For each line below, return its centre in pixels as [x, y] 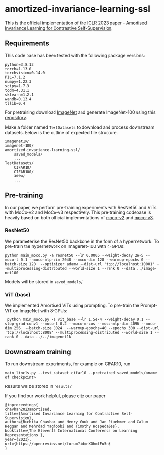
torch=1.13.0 [18, 69]
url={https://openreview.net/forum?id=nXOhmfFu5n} [58, 444]
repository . [16, 117]
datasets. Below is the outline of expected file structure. [62, 132]
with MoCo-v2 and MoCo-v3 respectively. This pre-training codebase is [78, 212]
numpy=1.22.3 [18, 82]
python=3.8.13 [20, 64]
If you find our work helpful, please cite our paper [55, 396]
